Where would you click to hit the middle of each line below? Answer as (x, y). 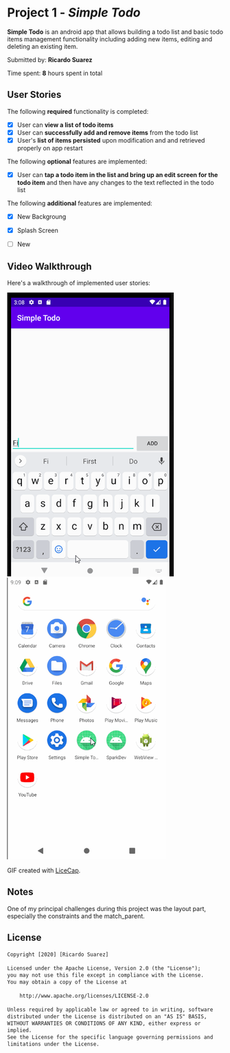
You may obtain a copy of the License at (67, 982)
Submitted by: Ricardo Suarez (50, 59)
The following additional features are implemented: (80, 203)
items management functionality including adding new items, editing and (110, 39)
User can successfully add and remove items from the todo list (107, 132)
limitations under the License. (53, 1044)
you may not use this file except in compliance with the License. (106, 975)
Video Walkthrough (49, 266)
